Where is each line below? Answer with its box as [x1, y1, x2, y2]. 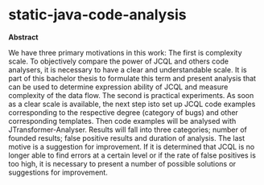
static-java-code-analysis [8, 6, 187, 24]
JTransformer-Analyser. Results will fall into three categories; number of [8, 125, 247, 134]
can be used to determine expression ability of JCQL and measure [8, 82, 229, 92]
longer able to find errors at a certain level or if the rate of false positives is [8, 150, 256, 160]
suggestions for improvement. [8, 167, 109, 177]
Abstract [8, 32, 39, 42]
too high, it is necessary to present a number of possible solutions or [8, 158, 237, 168]
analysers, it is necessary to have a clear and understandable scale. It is [8, 64, 247, 74]
